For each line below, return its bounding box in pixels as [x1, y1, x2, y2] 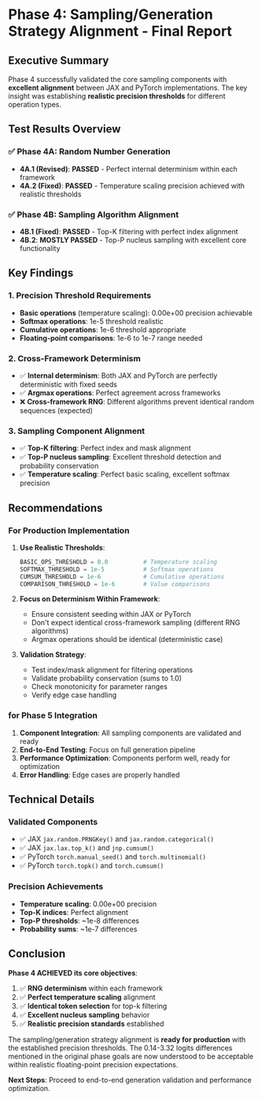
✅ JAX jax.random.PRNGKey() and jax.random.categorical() [19, 834, 215, 844]
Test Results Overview [8, 122, 121, 136]
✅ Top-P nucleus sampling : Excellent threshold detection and [19, 452, 222, 462]
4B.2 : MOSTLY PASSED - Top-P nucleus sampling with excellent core [19, 235, 246, 244]
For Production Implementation [8, 524, 130, 536]
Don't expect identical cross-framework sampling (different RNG [31, 618, 241, 628]
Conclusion [8, 947, 66, 961]
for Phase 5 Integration [8, 710, 98, 721]
